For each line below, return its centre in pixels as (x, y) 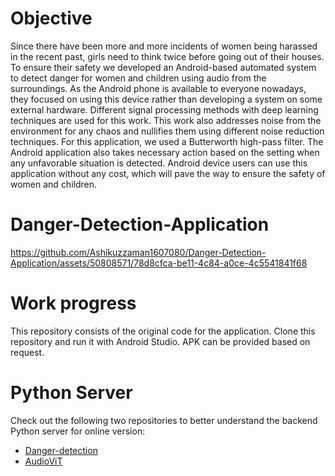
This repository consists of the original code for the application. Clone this (163, 331)
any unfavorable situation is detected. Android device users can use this (159, 163)
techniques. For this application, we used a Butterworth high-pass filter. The (167, 141)
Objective (51, 18)
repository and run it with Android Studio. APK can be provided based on (160, 341)
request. (27, 352)
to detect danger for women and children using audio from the (138, 78)
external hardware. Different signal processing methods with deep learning (164, 109)
